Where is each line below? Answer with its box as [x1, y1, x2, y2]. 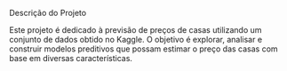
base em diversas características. [9, 53, 133, 63]
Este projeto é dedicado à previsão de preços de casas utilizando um [9, 25, 262, 35]
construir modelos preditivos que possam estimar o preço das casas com [9, 43, 278, 54]
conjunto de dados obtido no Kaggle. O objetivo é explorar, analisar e [9, 35, 263, 44]
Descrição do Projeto [9, 8, 87, 18]
